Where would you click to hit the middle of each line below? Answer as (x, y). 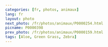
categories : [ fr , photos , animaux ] (42, 10)
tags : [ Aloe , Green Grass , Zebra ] (41, 37)
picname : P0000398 (24, 28)
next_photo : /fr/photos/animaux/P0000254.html (54, 23)
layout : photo (20, 19)
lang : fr (14, 14)
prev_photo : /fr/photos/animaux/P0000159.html (54, 32)
